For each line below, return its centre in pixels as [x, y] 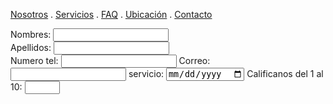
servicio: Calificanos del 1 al [226, 74]
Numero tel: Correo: [110, 60]
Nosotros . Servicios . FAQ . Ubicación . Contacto [111, 14]
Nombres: [31, 34]
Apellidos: [31, 47]
